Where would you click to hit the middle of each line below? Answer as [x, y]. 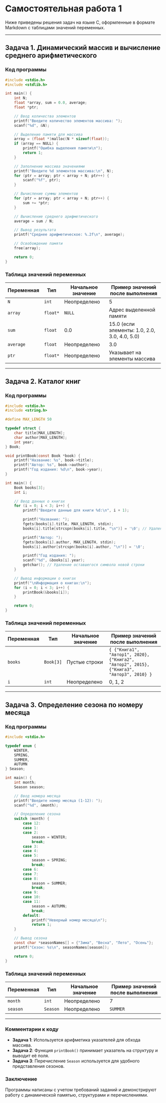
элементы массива [132, 359]
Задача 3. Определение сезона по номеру [74, 705]
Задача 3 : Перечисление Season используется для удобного [76, 1061]
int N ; [21, 98]
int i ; [21, 492]
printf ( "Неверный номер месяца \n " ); [69, 920]
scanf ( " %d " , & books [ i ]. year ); [54, 560]
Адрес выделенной [132, 310]
